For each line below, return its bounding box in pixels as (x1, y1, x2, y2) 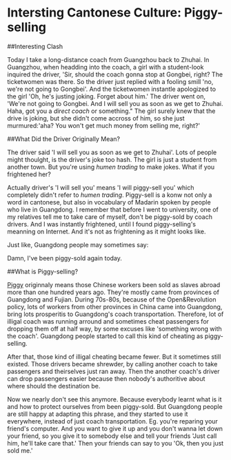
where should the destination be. (7, 381, 101, 390)
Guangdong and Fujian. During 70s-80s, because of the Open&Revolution (7, 295, 217, 304)
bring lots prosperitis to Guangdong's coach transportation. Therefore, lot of (7, 310, 224, 318)
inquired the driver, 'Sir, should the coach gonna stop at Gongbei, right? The (7, 70, 223, 79)
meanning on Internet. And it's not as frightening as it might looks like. (7, 227, 206, 236)
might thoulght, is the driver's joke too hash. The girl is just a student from (7, 155, 217, 163)
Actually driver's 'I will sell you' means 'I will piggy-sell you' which (7, 183, 194, 191)
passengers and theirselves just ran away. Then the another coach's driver (7, 367, 220, 375)
